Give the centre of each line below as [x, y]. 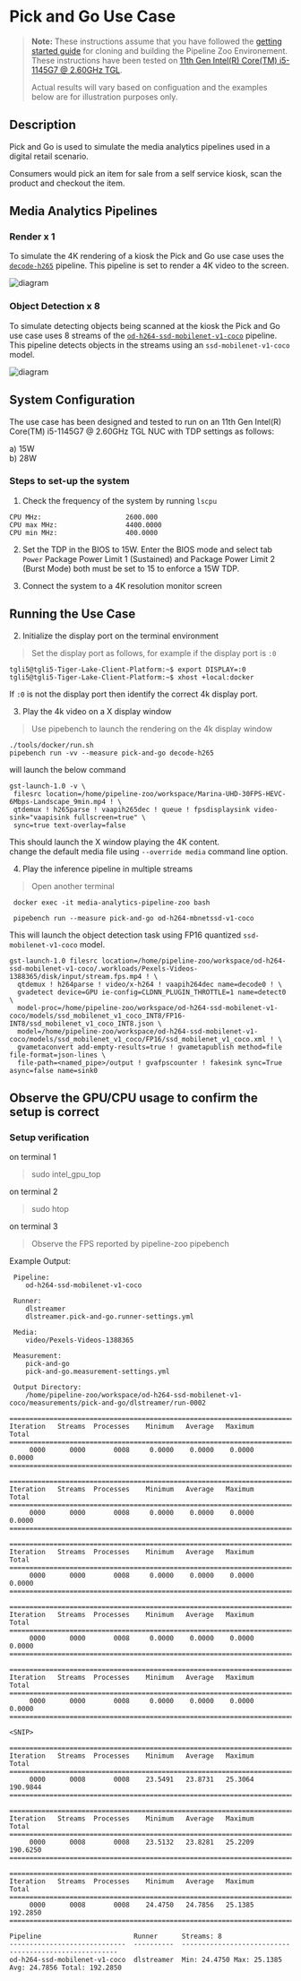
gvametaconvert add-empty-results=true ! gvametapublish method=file [150, 1047]
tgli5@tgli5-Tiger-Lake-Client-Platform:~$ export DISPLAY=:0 [128, 670]
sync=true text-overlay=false [69, 825]
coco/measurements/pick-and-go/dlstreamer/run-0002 [107, 1403]
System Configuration [73, 400]
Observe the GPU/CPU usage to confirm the [133, 1099]
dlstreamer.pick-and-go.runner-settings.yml [110, 1317]
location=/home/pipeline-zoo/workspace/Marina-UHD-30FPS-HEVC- [166, 794]
